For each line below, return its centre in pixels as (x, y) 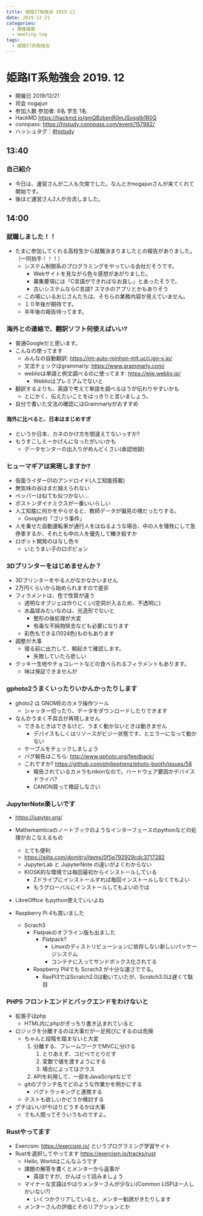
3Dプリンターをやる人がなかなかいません (66, 580)
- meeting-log (29, 35)
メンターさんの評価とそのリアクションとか (77, 1207)
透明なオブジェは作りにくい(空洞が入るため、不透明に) (92, 603)
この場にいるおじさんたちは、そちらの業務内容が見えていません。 (106, 297)
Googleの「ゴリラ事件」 (54, 518)
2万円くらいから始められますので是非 (62, 588)
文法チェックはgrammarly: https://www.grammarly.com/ (94, 366)
